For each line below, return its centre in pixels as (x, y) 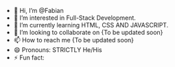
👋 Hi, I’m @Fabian (38, 11)
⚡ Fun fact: (29, 57)
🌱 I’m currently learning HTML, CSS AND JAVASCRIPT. (91, 25)
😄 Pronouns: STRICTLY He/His (58, 50)
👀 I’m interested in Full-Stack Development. (74, 18)
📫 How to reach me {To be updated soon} (74, 40)
